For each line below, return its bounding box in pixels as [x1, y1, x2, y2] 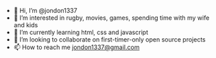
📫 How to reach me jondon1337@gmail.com [13, 43, 140, 51]
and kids [13, 21, 38, 29]
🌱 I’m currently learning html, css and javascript [13, 28, 149, 36]
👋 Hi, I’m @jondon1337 [13, 7, 77, 14]
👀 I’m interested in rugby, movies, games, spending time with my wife [13, 14, 210, 22]
